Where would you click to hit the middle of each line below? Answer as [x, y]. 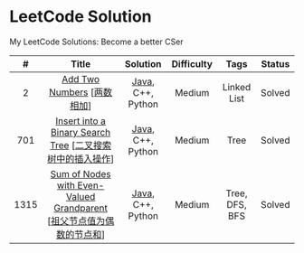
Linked [237, 87]
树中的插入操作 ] [81, 158]
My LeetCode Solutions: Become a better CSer [96, 42]
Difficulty [192, 63]
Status [275, 63]
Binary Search [81, 132]
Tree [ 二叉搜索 [80, 145]
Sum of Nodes [81, 173]
